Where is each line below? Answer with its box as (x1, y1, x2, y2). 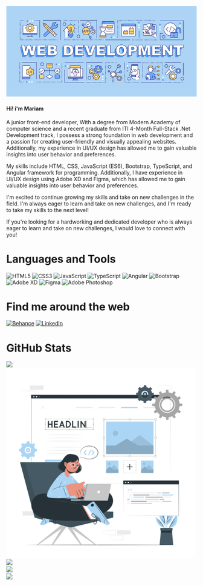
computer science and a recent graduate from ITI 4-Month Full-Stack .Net (6, 125, 190, 132)
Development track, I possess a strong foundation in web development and (6, 131, 193, 139)
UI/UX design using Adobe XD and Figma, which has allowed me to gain (6, 175, 185, 182)
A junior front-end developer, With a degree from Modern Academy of (6, 118, 181, 125)
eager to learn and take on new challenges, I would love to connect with (6, 224, 185, 231)
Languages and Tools (6, 252, 116, 266)
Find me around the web (6, 300, 130, 313)
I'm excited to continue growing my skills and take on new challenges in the (6, 193, 195, 201)
